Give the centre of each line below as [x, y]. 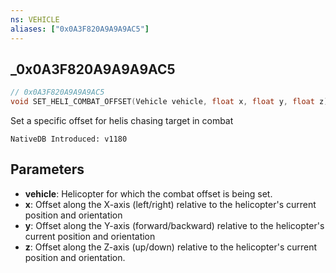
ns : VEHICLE [35, 19]
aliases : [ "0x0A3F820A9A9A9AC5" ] [80, 29]
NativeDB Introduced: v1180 [69, 139]
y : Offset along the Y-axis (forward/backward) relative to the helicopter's [174, 225]
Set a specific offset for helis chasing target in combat [122, 121]
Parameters [47, 169]
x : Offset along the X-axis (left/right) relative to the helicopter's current [170, 204]
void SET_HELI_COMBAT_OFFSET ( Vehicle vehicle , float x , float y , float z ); [171, 102]
